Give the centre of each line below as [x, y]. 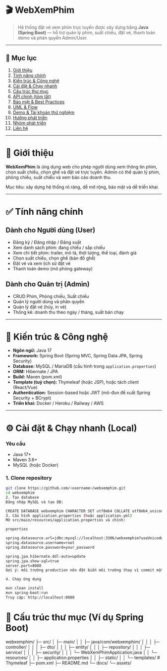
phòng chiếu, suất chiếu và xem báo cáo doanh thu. [59, 177]
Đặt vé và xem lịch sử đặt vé [42, 263]
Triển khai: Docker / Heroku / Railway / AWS [58, 403]
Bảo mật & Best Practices [39, 102]
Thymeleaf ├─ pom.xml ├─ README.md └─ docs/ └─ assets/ [69, 663]
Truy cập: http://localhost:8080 [40, 597]
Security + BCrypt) [32, 398]
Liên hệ [20, 128]
